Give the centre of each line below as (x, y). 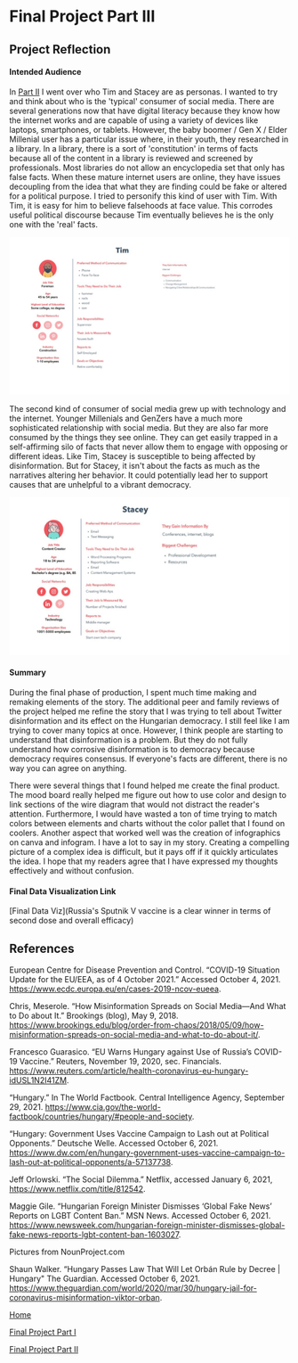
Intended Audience (45, 72)
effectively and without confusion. (72, 870)
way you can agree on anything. (68, 768)
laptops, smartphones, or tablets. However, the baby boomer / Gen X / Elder (148, 129)
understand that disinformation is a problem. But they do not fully (129, 739)
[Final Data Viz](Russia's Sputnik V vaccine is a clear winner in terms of (140, 911)
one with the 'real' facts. (53, 224)
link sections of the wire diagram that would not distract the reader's (134, 804)
